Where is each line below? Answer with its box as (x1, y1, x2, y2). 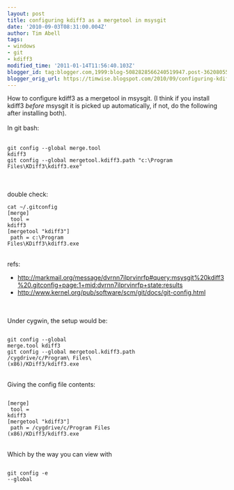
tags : (7, 36, 23, 43)
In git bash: (7, 124, 40, 133)
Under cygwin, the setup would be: (7, 317, 108, 325)
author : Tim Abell (7, 29, 61, 37)
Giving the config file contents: (7, 380, 96, 389)
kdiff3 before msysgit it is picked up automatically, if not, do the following (7, 102, 217, 110)
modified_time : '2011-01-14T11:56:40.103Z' (7, 62, 136, 69)
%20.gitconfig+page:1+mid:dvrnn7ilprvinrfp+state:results (17, 281, 183, 290)
